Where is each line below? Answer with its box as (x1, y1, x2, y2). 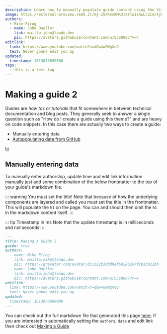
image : (5, 12, 19, 17)
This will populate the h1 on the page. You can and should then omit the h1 (5, 204, 158, 210)
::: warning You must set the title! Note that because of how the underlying (5, 194, 158, 200)
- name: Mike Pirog (9, 252, 50, 258)
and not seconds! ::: (5, 224, 46, 230)
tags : (5, 63, 16, 68)
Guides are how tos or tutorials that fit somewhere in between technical (5, 105, 152, 111)
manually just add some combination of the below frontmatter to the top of (5, 179, 158, 185)
